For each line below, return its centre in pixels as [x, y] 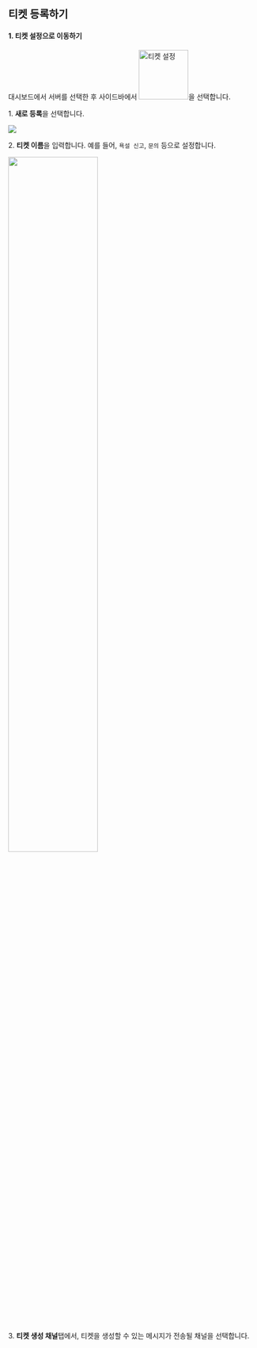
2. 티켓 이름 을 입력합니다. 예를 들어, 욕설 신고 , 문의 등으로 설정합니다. [112, 145]
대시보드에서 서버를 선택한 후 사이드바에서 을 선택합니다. [119, 97]
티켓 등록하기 [38, 14]
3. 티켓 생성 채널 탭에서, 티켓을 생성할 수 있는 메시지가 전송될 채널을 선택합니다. [129, 1335]
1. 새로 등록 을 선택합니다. [46, 113]
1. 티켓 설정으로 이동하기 [45, 36]
